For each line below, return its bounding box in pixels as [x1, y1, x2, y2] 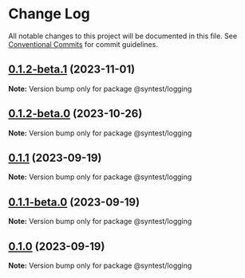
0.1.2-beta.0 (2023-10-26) [8, 107, 143, 120]
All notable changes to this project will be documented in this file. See [8, 31, 238, 41]
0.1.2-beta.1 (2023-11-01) [8, 63, 136, 76]
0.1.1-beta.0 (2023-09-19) [8, 195, 140, 209]
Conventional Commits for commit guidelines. [8, 39, 158, 49]
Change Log [8, 5, 90, 23]
